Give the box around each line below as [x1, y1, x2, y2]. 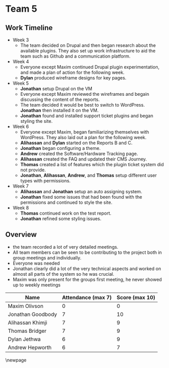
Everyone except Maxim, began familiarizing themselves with [20, 129, 150, 135]
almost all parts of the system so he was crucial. [12, 271, 114, 277]
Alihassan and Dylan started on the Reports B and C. [20, 140, 133, 146]
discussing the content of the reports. [20, 96, 100, 102]
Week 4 [12, 59, 29, 64]
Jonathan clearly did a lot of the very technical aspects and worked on [12, 266, 161, 272]
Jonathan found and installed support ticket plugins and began [20, 113, 153, 119]
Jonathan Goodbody [8, 310, 57, 318]
